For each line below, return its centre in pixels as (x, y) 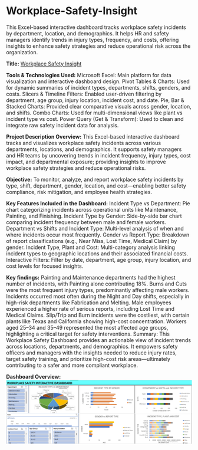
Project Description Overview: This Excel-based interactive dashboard (93, 136)
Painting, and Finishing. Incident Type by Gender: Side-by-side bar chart (94, 216)
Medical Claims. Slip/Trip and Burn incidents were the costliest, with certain (98, 315)
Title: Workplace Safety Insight (44, 64)
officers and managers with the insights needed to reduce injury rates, (91, 353)
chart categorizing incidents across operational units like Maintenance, (92, 209)
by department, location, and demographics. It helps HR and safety (88, 33)
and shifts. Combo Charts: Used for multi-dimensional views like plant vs (94, 113)
